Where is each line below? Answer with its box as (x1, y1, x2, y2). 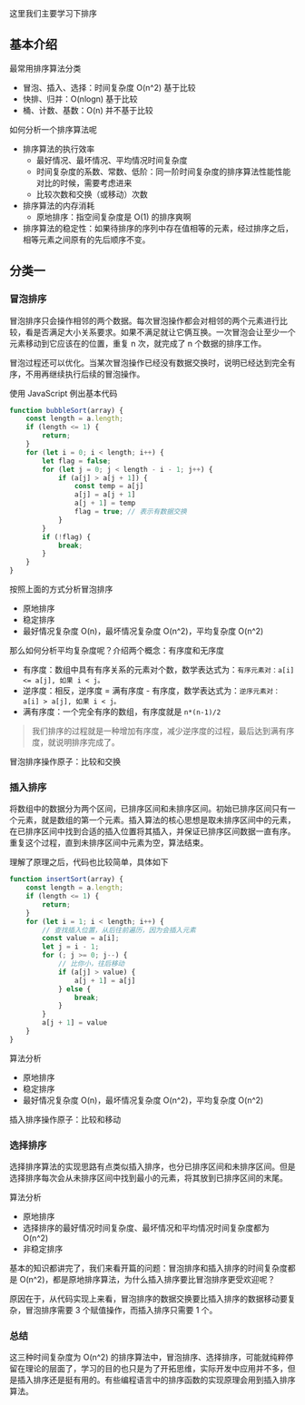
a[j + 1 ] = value (42, 1018, 107, 1027)
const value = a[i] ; (42, 934, 120, 943)
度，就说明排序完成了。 (31, 737, 120, 747)
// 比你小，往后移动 (57, 959, 125, 968)
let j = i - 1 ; (42, 942, 100, 951)
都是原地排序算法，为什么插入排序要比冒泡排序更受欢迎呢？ (53, 1274, 276, 1285)
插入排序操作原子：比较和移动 (9, 1114, 121, 1125)
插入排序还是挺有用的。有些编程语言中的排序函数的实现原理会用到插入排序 (16, 1374, 296, 1386)
